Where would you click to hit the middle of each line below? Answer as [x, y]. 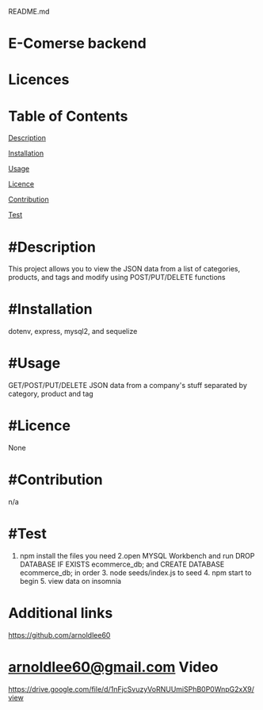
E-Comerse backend [77, 44]
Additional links [61, 613]
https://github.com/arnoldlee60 [59, 635]
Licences [39, 80]
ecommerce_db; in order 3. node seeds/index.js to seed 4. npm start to [135, 572]
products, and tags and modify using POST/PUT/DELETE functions [117, 278]
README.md [29, 12]
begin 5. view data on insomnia [70, 581]
